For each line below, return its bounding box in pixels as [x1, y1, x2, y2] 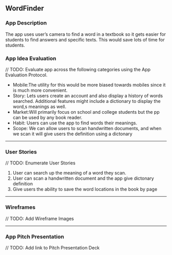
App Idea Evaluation [5, 55, 56, 62]
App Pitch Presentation [5, 233, 64, 240]
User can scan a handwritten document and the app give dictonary [12, 175, 155, 181]
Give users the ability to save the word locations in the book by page [12, 186, 158, 193]
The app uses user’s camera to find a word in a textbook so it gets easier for [5, 31, 166, 37]
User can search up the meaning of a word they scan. [12, 170, 126, 176]
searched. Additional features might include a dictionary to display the [12, 98, 161, 104]
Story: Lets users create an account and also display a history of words [12, 92, 163, 99]
